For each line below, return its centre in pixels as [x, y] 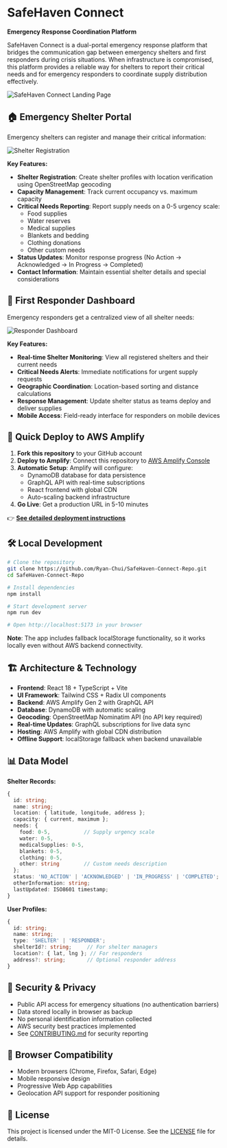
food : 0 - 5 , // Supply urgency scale [87, 832]
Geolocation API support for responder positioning [88, 1093]
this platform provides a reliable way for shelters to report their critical [106, 67]
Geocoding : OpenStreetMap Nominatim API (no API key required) [110, 717]
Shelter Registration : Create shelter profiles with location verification [115, 177]
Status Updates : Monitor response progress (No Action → [99, 257]
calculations [34, 393]
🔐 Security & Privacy [51, 988]
